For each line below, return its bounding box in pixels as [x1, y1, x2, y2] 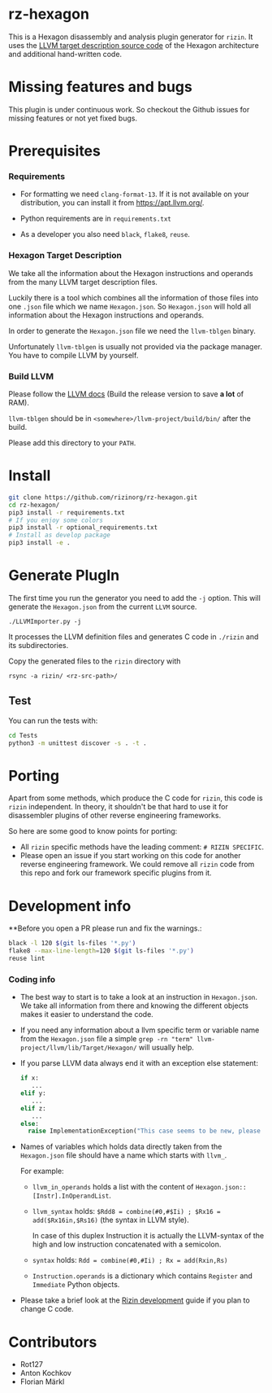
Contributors [8, 1333, 97, 1351]
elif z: [19, 1104, 46, 1112]
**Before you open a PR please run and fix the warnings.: [8, 923, 202, 933]
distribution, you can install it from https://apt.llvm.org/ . [19, 198, 205, 208]
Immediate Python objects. [32, 1280, 120, 1290]
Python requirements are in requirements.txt [19, 213, 172, 224]
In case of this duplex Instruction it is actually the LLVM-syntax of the [32, 1231, 265, 1241]
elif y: [19, 1089, 46, 1097]
